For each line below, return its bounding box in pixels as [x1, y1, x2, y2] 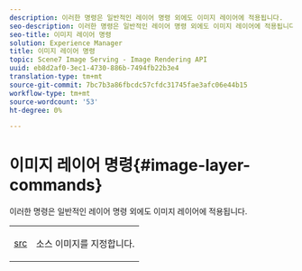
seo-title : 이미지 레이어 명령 [9, 30, 112, 39]
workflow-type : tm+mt [9, 89, 91, 98]
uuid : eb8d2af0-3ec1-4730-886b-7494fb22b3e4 [9, 64, 179, 73]
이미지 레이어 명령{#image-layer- [9, 155, 251, 176]
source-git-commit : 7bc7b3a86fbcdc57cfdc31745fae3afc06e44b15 [9, 80, 248, 89]
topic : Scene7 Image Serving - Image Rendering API [9, 55, 207, 64]
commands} [9, 175, 103, 195]
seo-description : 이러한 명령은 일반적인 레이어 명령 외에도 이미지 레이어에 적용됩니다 [9, 22, 296, 31]
